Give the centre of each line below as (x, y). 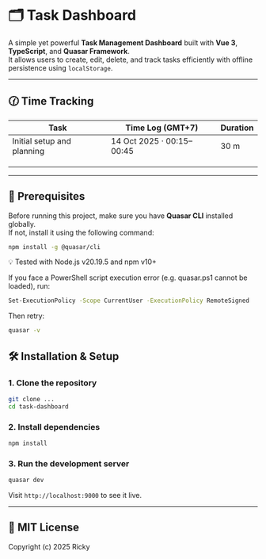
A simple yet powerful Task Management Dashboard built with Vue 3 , (123, 42)
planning (28, 151)
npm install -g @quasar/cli (55, 247)
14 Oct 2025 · (137, 141)
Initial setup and (42, 141)
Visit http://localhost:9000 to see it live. (75, 495)
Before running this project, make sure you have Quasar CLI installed (121, 216)
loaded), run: (29, 286)
